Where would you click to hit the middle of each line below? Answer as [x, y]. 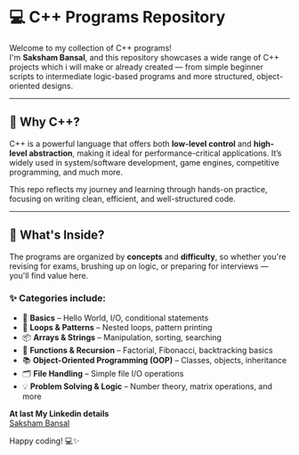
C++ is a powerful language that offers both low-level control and [130, 143]
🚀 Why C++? [44, 122]
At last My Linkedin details [59, 413]
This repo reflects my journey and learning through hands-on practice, [139, 189]
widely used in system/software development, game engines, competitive [145, 162]
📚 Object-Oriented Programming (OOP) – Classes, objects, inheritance [154, 360]
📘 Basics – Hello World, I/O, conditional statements [115, 318]
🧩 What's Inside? [57, 236]
